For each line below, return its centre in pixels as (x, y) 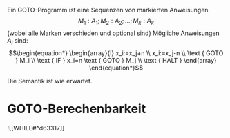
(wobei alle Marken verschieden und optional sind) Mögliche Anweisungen (113, 33)
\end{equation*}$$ (116, 68)
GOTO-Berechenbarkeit (77, 109)
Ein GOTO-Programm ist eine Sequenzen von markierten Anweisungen (108, 10)
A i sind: (18, 41)
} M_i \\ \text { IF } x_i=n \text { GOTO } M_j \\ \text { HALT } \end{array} (116, 60)
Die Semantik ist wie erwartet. (50, 81)
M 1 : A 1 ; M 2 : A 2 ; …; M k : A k (116, 21)
